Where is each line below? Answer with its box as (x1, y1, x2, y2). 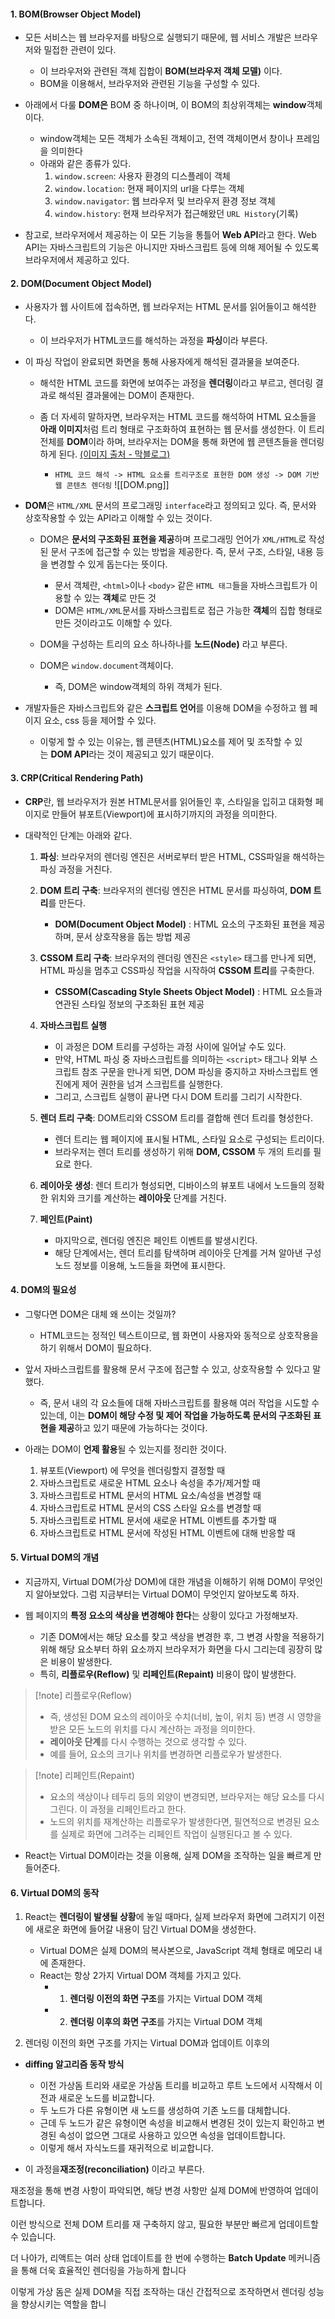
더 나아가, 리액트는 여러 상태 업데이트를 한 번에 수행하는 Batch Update (10, 2252, 287, 2264)
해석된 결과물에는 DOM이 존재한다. (58, 390, 195, 402)
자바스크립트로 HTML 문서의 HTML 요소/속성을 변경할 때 (39, 1489, 262, 1501)
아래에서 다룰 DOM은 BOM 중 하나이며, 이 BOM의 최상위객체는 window (24, 99, 307, 111)
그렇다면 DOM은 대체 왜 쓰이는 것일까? (24, 1308, 177, 1320)
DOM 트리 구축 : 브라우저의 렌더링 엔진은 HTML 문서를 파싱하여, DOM (39, 884, 312, 896)
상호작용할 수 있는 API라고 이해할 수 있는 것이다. (24, 512, 213, 524)
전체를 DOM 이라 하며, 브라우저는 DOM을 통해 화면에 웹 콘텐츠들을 (39, 436, 298, 448)
